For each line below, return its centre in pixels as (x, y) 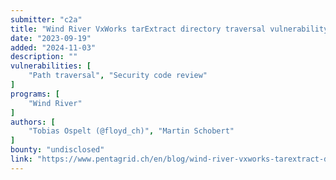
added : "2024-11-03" (53, 47)
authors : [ (33, 122)
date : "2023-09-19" (51, 38)
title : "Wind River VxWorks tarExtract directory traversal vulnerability (169, 29)
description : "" (44, 57)
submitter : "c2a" (46, 19)
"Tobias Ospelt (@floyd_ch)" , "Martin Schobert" (131, 131)
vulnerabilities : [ (51, 66)
